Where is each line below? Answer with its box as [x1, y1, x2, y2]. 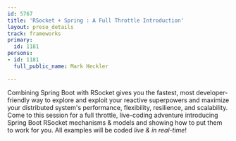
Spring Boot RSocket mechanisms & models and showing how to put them [7, 118, 223, 127]
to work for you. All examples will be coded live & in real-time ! [7, 125, 187, 134]
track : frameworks [7, 30, 61, 37]
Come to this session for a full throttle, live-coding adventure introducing [7, 111, 218, 119]
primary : [7, 37, 33, 44]
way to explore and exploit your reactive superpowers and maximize [31, 96, 230, 104]
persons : [7, 50, 33, 57]
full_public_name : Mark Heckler [13, 63, 109, 70]
